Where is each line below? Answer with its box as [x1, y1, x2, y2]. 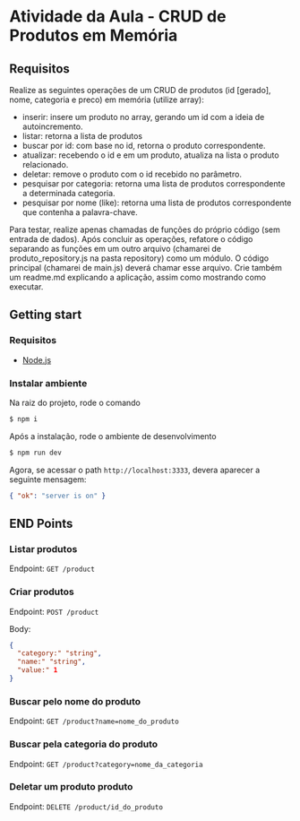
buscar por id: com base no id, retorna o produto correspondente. [21, 141, 266, 151]
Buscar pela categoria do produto [9, 738, 159, 750]
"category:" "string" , [17, 649, 102, 658]
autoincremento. [21, 121, 83, 132]
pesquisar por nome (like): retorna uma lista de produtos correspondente [21, 197, 292, 208]
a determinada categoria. [21, 188, 116, 198]
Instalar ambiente [9, 376, 88, 389]
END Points [9, 516, 73, 531]
